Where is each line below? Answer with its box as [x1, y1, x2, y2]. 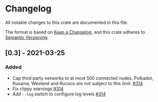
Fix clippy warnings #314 [12, 86, 64, 92]
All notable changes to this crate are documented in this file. [5, 19, 128, 25]
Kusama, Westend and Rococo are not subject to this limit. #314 [12, 80, 143, 86]
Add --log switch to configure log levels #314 [12, 91, 106, 97]
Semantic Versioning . [5, 34, 49, 40]
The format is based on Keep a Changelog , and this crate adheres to [5, 29, 146, 35]
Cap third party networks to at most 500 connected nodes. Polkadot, [12, 75, 154, 81]
